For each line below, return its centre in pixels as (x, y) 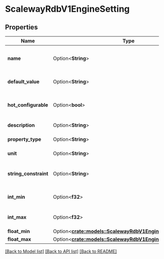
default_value (24, 82)
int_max (17, 217)
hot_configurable (28, 105)
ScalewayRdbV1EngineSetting (68, 9)
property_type (24, 139)
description (21, 125)
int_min (16, 197)
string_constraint (28, 174)
